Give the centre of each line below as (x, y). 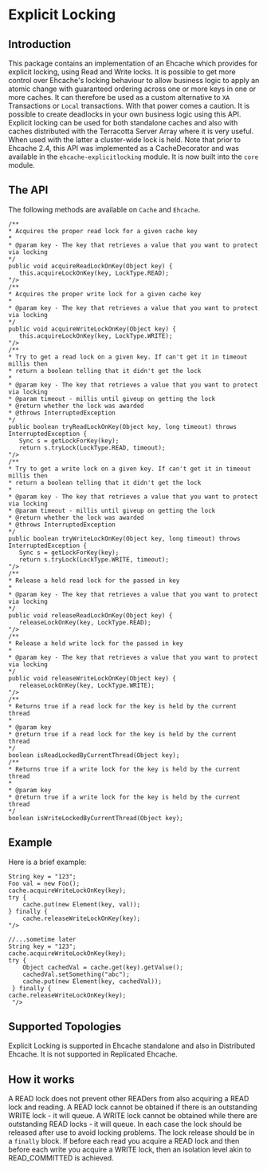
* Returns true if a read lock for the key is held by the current (123, 706)
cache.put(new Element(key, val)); (82, 904)
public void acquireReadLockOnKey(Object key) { (90, 266)
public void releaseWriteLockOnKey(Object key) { (92, 678)
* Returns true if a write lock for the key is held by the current (124, 769)
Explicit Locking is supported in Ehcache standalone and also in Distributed (132, 1046)
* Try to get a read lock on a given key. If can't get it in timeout (128, 357)
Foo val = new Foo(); (44, 883)
